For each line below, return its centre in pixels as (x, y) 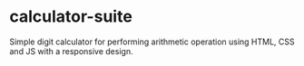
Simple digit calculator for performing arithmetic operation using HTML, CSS (152, 42)
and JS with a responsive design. (71, 51)
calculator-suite (71, 17)
